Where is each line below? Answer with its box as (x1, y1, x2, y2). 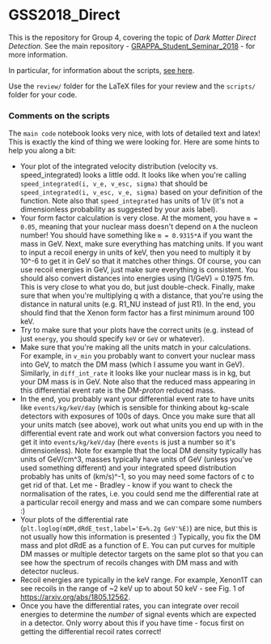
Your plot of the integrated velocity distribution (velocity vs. (19, 161, 218, 171)
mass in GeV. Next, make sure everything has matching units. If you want (19, 239, 264, 249)
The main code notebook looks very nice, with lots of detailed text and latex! (8, 128, 261, 139)
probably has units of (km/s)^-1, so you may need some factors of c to (19, 472, 255, 482)
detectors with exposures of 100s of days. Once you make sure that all (19, 411, 256, 421)
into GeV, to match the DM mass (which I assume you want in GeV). (19, 359, 245, 370)
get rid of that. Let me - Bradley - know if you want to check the (19, 480, 233, 490)
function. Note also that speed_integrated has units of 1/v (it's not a (19, 196, 244, 206)
